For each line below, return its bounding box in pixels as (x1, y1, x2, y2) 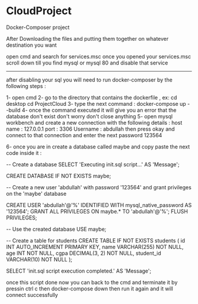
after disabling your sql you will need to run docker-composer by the (6, 76, 173, 83)
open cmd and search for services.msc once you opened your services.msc (6, 53, 192, 60)
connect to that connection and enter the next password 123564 (6, 131, 163, 138)
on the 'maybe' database (6, 190, 67, 197)
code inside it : (6, 149, 42, 156)
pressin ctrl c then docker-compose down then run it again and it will (6, 285, 173, 292)
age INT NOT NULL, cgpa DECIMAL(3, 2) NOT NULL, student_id (6, 250, 161, 257)
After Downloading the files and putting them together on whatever (6, 35, 169, 42)
